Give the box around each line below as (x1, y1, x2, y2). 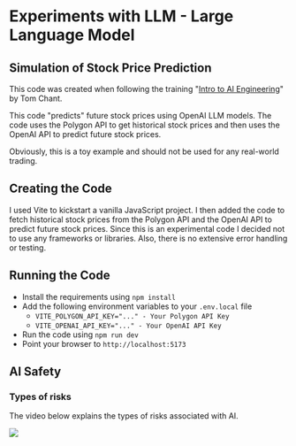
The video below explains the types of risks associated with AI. (9, 411, 239, 421)
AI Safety (9, 365, 62, 380)
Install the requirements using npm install (21, 291, 177, 302)
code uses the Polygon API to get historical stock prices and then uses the (9, 119, 280, 130)
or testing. (9, 242, 47, 253)
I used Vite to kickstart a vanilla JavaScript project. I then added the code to (9, 204, 285, 215)
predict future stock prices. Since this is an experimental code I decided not (9, 223, 285, 234)
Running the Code (9, 268, 110, 283)
